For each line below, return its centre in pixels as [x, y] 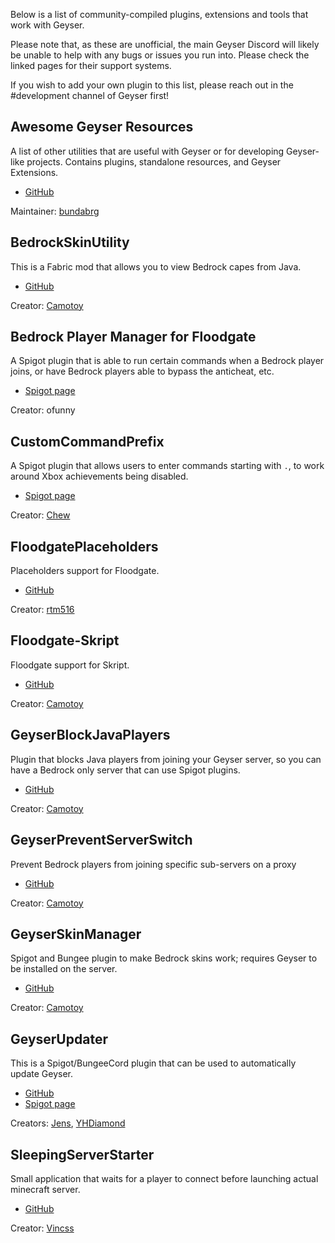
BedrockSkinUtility [70, 242]
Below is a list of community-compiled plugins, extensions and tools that [159, 14]
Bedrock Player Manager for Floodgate [133, 337]
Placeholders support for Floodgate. [85, 571]
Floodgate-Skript [65, 640]
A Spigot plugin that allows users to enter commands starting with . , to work [167, 466]
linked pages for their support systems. [91, 65]
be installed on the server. [64, 969]
